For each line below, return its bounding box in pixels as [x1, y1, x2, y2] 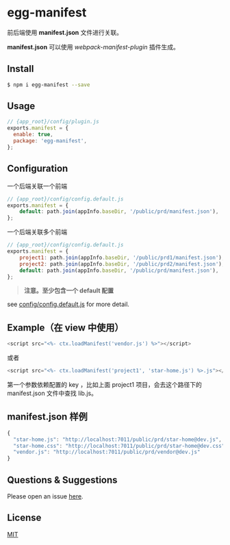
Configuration [7, 163, 68, 175]
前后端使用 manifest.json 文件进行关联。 [7, 28, 123, 36]
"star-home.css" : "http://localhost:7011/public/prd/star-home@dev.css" [13, 442, 225, 449]
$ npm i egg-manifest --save [7, 81, 90, 88]
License [7, 512, 42, 524]
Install [7, 63, 34, 75]
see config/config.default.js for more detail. [7, 300, 130, 309]
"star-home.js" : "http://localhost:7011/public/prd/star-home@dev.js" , [13, 436, 222, 443]
